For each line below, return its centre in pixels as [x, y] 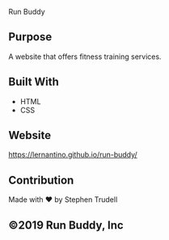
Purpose [30, 37]
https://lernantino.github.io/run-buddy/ [73, 155]
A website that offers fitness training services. [85, 57]
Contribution [41, 180]
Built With [34, 82]
